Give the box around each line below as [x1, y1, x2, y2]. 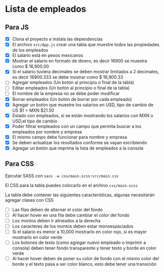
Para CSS [5, 160, 34, 168]
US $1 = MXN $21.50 [12, 107, 54, 113]
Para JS [5, 23, 29, 31]
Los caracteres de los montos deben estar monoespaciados [12, 223, 134, 229]
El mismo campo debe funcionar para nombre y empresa [12, 134, 127, 140]
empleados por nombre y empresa [12, 129, 82, 135]
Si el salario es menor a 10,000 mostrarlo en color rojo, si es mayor [12, 229, 147, 235]
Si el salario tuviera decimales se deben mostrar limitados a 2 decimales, [12, 69, 159, 75]
